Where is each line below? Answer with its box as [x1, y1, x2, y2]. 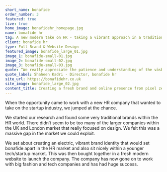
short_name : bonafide [5, 7, 50, 12]
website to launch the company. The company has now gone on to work [5, 156, 153, 162]
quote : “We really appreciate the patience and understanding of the [5, 68, 153, 73]
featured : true [5, 16, 37, 21]
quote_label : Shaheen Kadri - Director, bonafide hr [5, 72, 117, 77]
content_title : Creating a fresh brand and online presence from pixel [5, 86, 157, 91]
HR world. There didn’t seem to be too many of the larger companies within [5, 120, 159, 126]
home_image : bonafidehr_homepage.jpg [5, 26, 83, 31]
